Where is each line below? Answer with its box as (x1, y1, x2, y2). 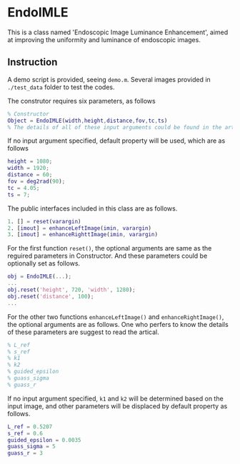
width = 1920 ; (7, 165, 50, 172)
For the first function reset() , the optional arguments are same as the (7, 244, 212, 253)
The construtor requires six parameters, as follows (7, 96, 156, 105)
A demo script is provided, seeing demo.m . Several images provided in (7, 75, 211, 84)
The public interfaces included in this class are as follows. (7, 204, 178, 213)
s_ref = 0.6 (7, 430, 43, 437)
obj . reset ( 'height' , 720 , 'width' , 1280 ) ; (7, 286, 136, 293)
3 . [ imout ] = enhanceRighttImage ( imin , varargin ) (7, 231, 159, 238)
